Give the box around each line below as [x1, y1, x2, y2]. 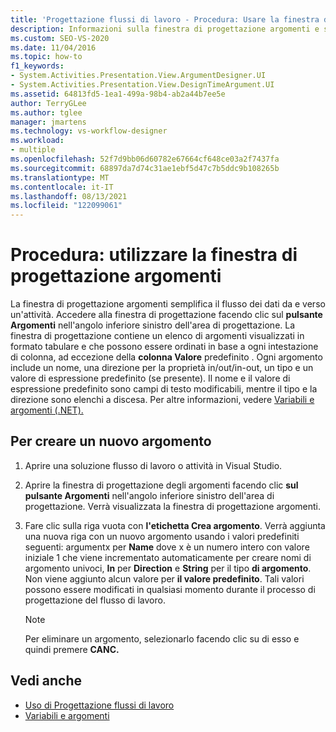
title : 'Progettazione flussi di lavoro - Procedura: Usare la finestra [10, 14, 320, 25]
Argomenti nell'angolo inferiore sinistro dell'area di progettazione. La [10, 319, 296, 331]
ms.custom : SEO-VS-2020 [10, 33, 110, 43]
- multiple [10, 145, 56, 155]
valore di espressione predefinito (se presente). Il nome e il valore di [10, 372, 291, 385]
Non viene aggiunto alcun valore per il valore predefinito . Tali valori [24, 572, 305, 585]
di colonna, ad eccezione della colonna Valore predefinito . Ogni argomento [10, 351, 323, 363]
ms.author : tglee [10, 107, 83, 118]
